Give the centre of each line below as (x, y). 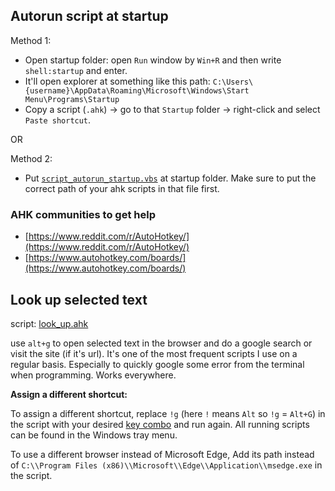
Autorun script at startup (89, 16)
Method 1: (31, 40)
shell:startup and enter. (76, 70)
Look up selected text (79, 299)
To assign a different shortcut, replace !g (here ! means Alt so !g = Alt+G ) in (168, 413)
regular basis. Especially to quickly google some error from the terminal (157, 364)
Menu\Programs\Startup (72, 99)
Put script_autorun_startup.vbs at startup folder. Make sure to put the (170, 178)
